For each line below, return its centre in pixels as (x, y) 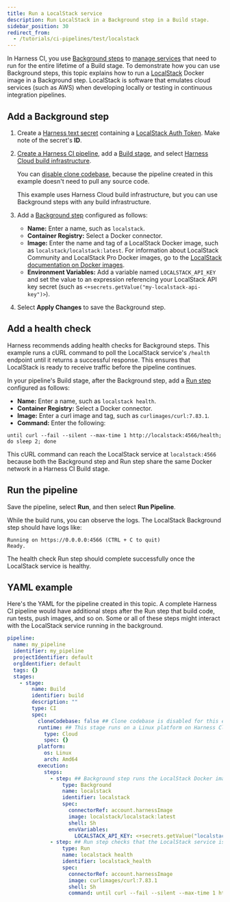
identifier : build (58, 696)
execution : (53, 766)
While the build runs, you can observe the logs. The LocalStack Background (114, 520)
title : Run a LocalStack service (55, 13)
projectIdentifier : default (53, 657)
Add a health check (49, 329)
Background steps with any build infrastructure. (84, 202)
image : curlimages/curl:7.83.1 (113, 880)
